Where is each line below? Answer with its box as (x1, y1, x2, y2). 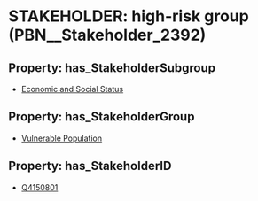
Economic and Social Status (20, 84, 124, 94)
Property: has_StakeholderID (8, 158, 172, 174)
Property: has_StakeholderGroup (8, 109, 195, 125)
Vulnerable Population (20, 133, 103, 143)
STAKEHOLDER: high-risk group (8, 6, 249, 27)
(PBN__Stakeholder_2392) (8, 25, 207, 45)
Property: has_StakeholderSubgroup (8, 60, 216, 75)
